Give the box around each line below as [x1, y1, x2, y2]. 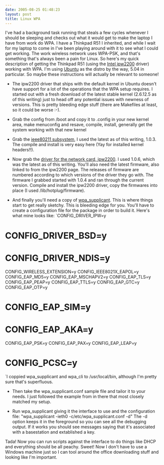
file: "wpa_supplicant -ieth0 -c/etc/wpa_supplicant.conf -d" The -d [12, 413, 148, 419]
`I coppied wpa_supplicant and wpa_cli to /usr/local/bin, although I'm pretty [5, 373, 157, 379]
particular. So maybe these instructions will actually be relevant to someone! [5, 72, 159, 77]
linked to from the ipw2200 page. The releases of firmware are [12, 167, 139, 173]
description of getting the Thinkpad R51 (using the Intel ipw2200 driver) [5, 61, 149, 67]
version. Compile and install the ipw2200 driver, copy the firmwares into [12, 182, 158, 188]
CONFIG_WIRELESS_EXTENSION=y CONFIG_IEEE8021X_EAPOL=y [5, 268, 139, 275]
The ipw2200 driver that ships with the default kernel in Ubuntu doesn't [12, 81, 157, 87]
